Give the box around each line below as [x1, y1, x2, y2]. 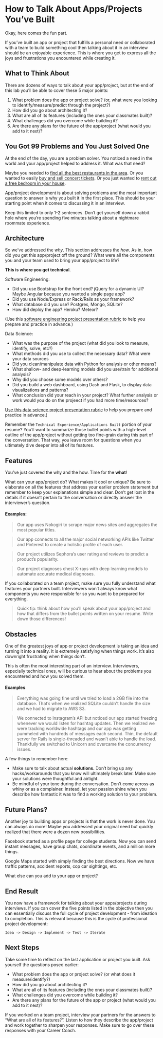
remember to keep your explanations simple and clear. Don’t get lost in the [5, 489, 154, 495]
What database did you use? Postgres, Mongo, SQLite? [12, 302, 123, 308]
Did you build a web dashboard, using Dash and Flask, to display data [12, 382, 152, 388]
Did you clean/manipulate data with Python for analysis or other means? [12, 361, 157, 367]
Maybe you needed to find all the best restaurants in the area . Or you [5, 170, 144, 176]
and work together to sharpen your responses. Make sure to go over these [5, 1022, 155, 1028]
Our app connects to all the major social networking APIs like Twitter [17, 536, 154, 542]
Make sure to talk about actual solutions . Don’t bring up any [12, 765, 133, 771]
